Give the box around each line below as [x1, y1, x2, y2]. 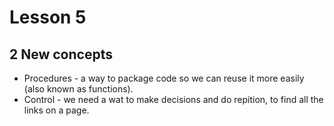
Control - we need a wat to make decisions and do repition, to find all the [23, 94, 324, 105]
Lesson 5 [9, 6, 87, 29]
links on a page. [23, 104, 90, 116]
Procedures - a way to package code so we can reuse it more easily [23, 72, 305, 84]
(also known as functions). [23, 83, 134, 95]
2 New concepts [9, 46, 113, 63]
